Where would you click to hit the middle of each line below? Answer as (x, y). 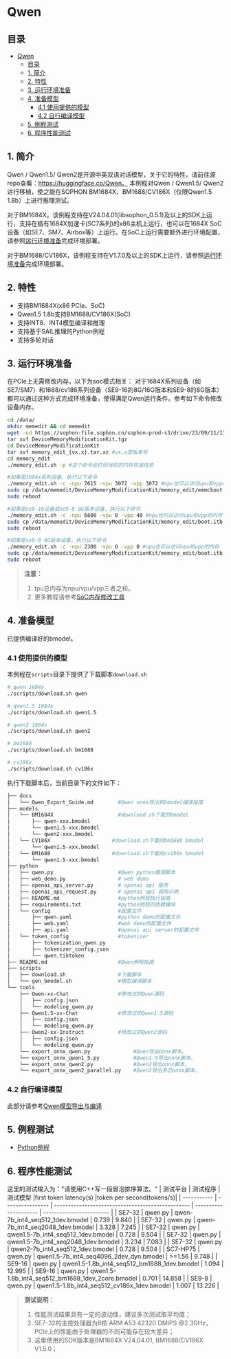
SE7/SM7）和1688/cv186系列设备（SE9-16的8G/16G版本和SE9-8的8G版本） (115, 390)
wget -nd (20, 433)
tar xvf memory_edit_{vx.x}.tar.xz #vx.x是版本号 (77, 452)
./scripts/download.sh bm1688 (51, 750)
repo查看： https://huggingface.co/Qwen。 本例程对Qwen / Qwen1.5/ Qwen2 (115, 183)
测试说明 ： (39, 1300)
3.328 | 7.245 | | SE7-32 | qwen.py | (150, 1227)
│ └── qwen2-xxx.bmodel (51, 835)
